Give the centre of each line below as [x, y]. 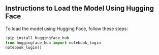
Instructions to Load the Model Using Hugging [80, 8]
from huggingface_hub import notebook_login [53, 43]
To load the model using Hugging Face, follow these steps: [67, 29]
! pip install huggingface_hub [37, 38]
